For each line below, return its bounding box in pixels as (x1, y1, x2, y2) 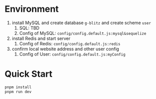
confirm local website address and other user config (11, 46, 120, 52)
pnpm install (4, 85, 32, 90)
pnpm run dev (4, 89, 32, 94)
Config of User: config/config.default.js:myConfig (19, 51, 126, 57)
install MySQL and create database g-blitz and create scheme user (11, 20, 151, 26)
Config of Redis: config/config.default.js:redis (19, 40, 121, 46)
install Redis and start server (11, 35, 71, 41)
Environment (4, 3, 59, 15)
